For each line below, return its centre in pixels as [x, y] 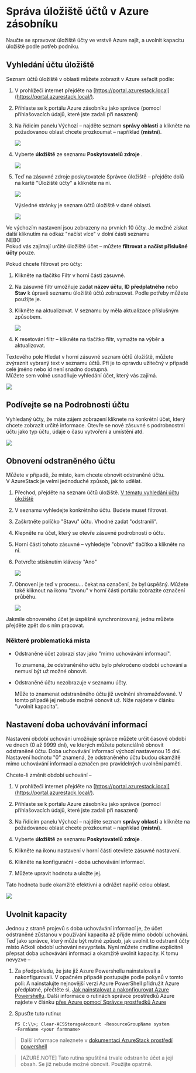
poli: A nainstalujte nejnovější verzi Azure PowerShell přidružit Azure [97, 983]
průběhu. [25, 597]
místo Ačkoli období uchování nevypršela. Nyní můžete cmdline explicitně [95, 947]
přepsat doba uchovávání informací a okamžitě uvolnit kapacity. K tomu [92, 953]
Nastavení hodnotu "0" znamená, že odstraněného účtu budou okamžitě [93, 757]
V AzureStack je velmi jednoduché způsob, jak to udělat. [74, 481]
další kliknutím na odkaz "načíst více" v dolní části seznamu [78, 234]
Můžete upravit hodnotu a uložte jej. [58, 873]
